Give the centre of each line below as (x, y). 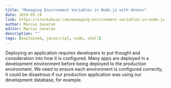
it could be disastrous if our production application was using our (73, 74)
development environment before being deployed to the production (76, 64)
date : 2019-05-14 (24, 15)
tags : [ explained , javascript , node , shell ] (53, 39)
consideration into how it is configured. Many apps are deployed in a (77, 58)
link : (11, 19)
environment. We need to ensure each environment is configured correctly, (84, 69)
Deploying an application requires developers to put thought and (73, 53)
